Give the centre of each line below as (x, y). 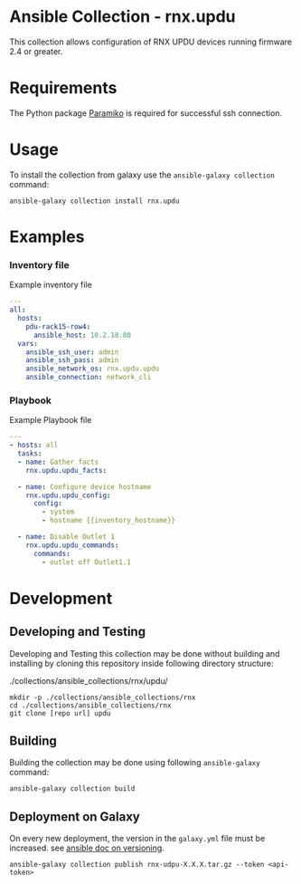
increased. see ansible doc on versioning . (87, 848)
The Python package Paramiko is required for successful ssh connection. (146, 113)
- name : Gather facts (58, 462)
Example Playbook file (51, 420)
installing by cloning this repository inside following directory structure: (141, 663)
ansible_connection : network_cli (89, 378)
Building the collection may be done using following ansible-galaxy (135, 763)
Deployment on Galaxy (75, 817)
